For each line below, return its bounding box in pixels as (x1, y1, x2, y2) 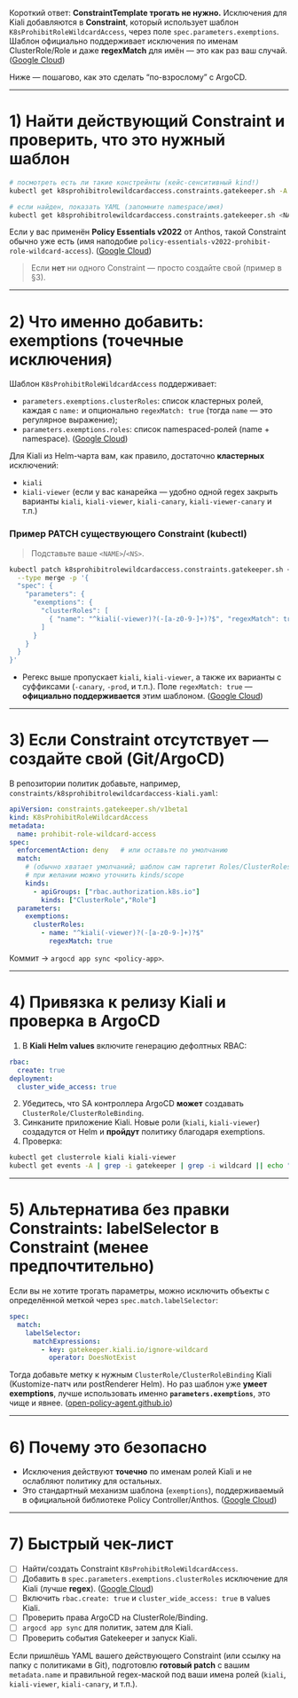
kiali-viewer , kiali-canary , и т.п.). (9, 1678, 138, 1689)
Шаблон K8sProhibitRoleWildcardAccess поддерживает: (9, 379, 217, 389)
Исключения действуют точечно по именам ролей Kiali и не (21, 1466, 253, 1477)
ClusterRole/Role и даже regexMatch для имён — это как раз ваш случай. (9, 45, 288, 56)
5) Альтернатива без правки (9, 1199, 230, 1220)
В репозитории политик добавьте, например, (9, 778, 181, 789)
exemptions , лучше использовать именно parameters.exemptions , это (9, 1388, 271, 1399)
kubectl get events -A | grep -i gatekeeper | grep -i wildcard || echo (9, 1161, 284, 1170)
